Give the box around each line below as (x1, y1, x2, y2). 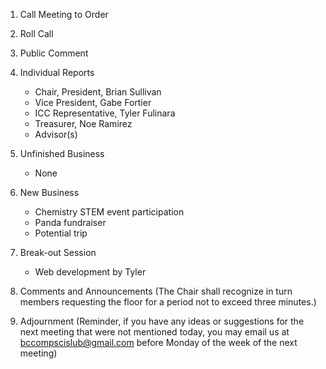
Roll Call (19, 28, 54, 39)
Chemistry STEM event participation (34, 206, 185, 218)
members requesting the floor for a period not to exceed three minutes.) (19, 296, 317, 308)
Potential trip (34, 227, 88, 239)
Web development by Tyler (34, 266, 147, 278)
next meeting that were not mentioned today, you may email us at (19, 326, 290, 338)
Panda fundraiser (34, 217, 107, 228)
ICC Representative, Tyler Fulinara (34, 107, 176, 119)
